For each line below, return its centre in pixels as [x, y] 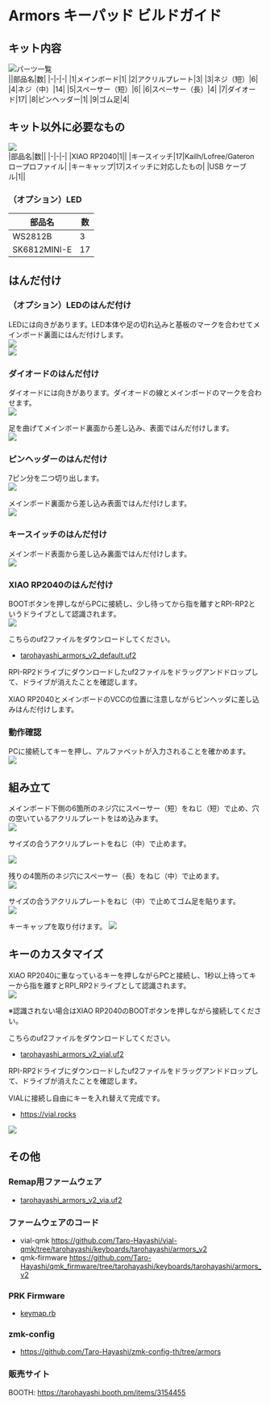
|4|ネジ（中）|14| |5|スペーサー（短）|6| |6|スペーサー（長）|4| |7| [118, 89]
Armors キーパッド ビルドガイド [115, 16]
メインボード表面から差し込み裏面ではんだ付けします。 [100, 553]
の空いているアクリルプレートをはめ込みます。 [85, 818]
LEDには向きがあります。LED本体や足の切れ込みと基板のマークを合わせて [131, 324]
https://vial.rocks [48, 1114]
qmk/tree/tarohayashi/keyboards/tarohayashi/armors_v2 [114, 1249]
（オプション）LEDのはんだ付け [70, 305]
